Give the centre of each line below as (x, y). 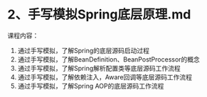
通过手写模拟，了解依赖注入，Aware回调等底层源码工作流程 (105, 77)
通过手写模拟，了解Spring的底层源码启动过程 (84, 50)
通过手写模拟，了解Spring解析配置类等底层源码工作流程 (99, 68)
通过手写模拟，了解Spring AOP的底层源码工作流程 (91, 86)
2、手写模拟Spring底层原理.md (99, 15)
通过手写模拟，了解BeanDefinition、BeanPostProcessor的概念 (109, 59)
